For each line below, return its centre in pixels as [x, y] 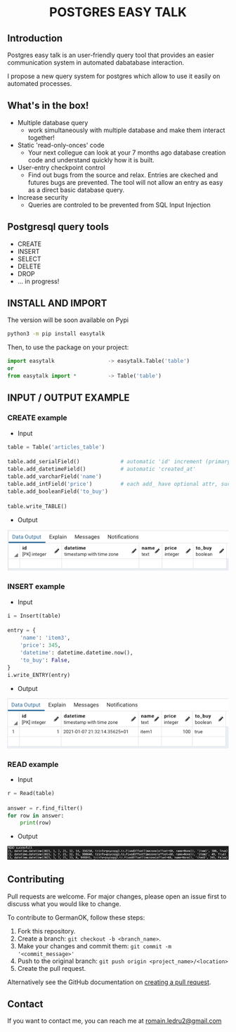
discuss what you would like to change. [64, 903]
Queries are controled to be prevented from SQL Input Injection [119, 205]
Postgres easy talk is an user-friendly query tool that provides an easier [111, 55]
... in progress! [38, 281]
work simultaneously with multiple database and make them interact [126, 130]
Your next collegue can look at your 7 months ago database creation [127, 153]
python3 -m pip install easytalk [56, 334]
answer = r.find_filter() [45, 808]
